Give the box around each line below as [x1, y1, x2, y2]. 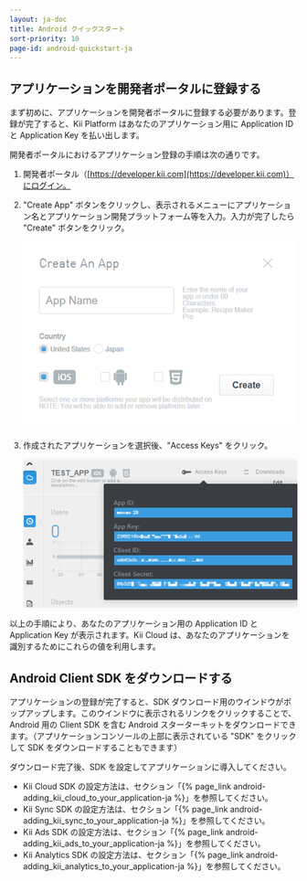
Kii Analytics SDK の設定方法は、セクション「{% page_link [22, 850, 244, 861]
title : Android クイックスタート [9, 24, 126, 34]
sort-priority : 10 [9, 34, 79, 43]
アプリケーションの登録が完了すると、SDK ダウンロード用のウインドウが [9, 696, 284, 707]
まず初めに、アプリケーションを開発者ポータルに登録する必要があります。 [9, 107, 289, 118]
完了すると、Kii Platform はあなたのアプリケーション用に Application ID [25, 119, 294, 130]
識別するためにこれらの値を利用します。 [9, 641, 162, 653]
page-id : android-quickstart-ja [9, 44, 132, 53]
